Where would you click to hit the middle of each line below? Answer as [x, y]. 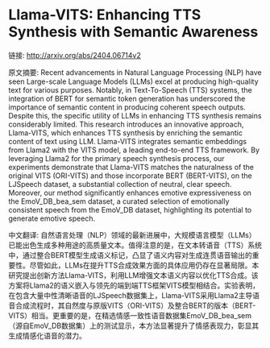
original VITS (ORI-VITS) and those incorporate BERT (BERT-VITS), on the [130, 176]
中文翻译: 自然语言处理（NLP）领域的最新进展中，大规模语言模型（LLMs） [132, 234]
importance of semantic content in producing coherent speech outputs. [127, 107]
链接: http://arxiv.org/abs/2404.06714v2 [75, 55]
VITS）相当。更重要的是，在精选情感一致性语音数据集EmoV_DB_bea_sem [130, 315]
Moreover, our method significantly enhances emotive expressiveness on [130, 193]
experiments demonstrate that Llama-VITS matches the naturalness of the [131, 167]
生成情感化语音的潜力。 [47, 335]
